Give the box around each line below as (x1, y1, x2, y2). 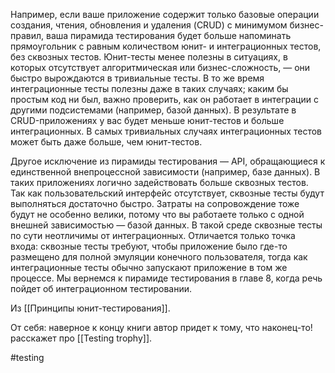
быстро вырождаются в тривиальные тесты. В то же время (10, 72, 265, 84)
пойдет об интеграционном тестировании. (10, 283, 193, 294)
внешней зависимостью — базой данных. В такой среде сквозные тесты (10, 219, 323, 231)
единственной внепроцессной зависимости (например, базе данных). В (10, 166, 321, 178)
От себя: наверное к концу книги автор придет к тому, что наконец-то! (10, 322, 313, 333)
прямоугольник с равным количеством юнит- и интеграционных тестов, (10, 40, 322, 52)
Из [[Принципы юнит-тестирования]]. (10, 302, 171, 314)
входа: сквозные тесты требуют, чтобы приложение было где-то (10, 240, 288, 252)
